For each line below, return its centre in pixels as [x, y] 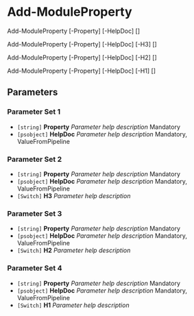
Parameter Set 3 [35, 213]
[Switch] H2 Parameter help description [74, 250]
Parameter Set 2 [35, 159]
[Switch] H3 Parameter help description [74, 195]
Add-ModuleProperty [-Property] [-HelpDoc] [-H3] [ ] [82, 44]
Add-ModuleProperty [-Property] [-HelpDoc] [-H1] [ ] [82, 71]
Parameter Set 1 [34, 112]
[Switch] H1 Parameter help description [73, 305]
